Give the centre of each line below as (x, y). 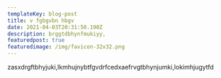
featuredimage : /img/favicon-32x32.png (66, 47)
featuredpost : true (36, 40)
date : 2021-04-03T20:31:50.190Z (55, 27)
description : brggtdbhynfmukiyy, (57, 34)
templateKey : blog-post (42, 14)
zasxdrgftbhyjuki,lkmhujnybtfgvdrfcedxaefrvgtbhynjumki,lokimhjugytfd (110, 67)
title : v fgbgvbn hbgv (41, 21)
